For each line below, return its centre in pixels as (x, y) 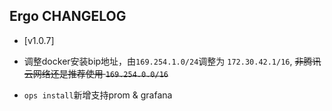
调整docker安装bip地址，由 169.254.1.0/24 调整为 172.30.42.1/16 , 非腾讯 (172, 61)
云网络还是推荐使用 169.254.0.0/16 (96, 73)
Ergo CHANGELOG (68, 16)
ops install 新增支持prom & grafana (98, 95)
